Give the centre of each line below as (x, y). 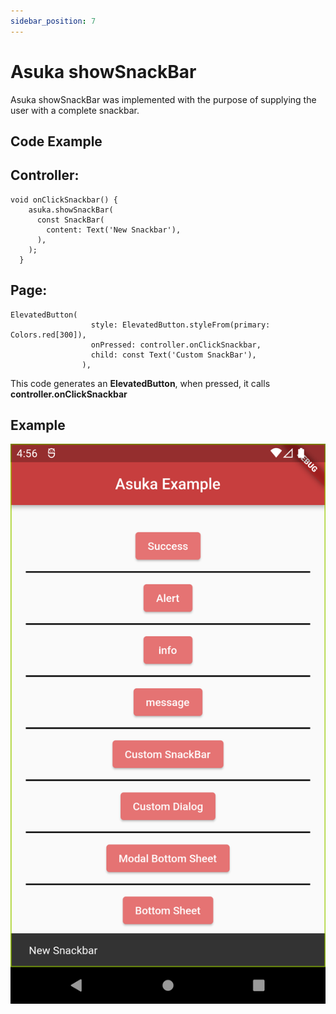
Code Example (56, 141)
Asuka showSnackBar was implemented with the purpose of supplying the (163, 99)
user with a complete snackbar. (75, 110)
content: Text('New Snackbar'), (114, 230)
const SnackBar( (70, 220)
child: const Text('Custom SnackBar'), (173, 355)
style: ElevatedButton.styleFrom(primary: (180, 325)
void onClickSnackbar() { (64, 200)
